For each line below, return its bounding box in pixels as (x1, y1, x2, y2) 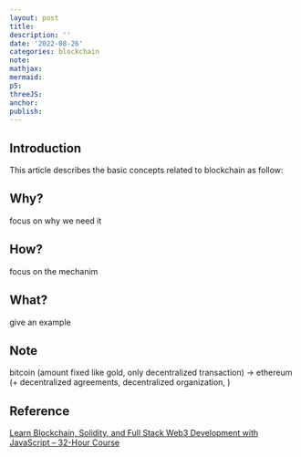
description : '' (9, 30, 71, 39)
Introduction (9, 140, 82, 156)
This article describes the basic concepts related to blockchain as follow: (9, 165, 284, 176)
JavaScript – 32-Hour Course (9, 437, 120, 448)
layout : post (9, 13, 59, 23)
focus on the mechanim (9, 265, 99, 276)
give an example (9, 317, 71, 327)
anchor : (9, 98, 39, 108)
